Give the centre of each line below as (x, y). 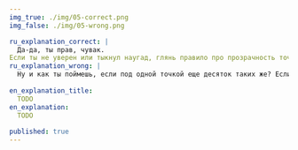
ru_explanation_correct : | (59, 41)
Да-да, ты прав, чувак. (61, 49)
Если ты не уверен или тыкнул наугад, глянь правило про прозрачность (142, 58)
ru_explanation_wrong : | (55, 66)
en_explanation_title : (51, 90)
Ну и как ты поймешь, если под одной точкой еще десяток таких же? (145, 75)
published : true (39, 132)
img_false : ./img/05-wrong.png (67, 26)
